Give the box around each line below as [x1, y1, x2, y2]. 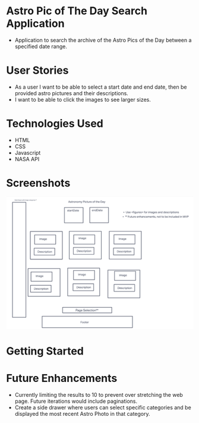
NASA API [14, 155, 40, 162]
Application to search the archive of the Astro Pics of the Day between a [14, 36, 192, 43]
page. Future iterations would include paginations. [14, 397, 138, 405]
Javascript [14, 149, 41, 156]
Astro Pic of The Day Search [6, 4, 147, 18]
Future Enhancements [6, 371, 118, 385]
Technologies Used [6, 117, 104, 130]
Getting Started [6, 344, 84, 358]
